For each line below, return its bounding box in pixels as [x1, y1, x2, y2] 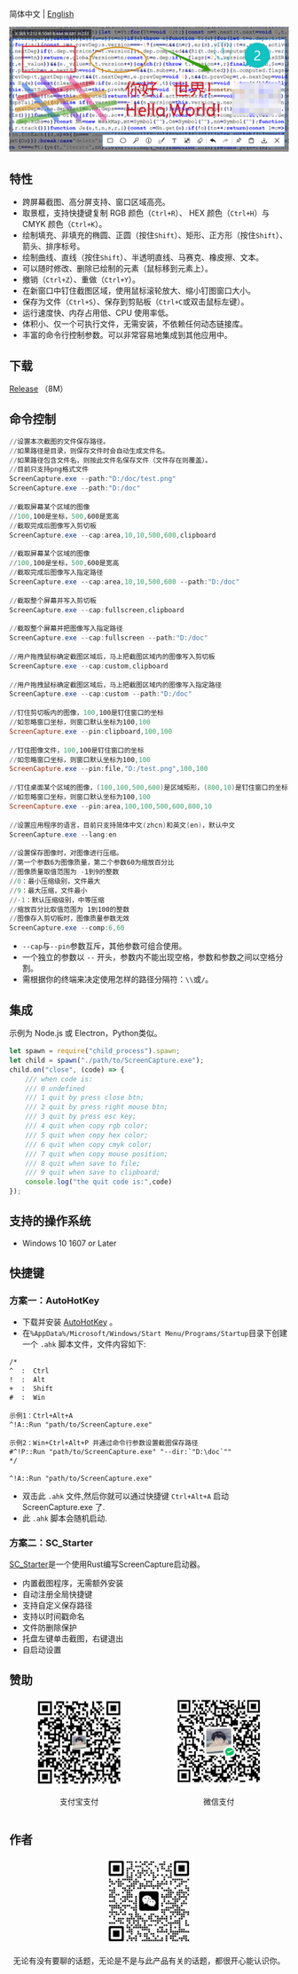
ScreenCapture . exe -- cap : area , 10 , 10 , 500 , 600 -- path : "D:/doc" [9, 577, 240, 586]
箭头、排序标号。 [21, 241, 85, 252]
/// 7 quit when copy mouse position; [25, 1149, 169, 1159]
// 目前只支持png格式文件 [9, 465, 89, 474]
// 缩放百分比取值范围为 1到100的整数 [9, 905, 130, 914]
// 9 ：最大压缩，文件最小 [9, 886, 88, 895]
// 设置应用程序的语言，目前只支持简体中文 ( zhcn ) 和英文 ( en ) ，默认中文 [9, 821, 236, 830]
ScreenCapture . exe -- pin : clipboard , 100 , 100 [9, 727, 173, 735]
